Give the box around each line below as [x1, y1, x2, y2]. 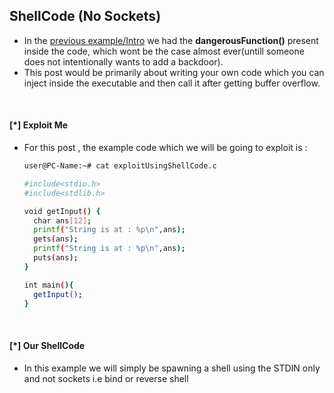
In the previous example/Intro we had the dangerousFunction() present [23, 34, 319, 46]
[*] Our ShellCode [9, 339, 86, 351]
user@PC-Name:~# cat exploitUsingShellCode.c [23, 161, 217, 171]
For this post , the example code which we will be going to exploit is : [23, 142, 308, 154]
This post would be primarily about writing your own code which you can [23, 66, 325, 78]
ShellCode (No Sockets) [9, 8, 162, 25]
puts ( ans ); [33, 253, 79, 263]
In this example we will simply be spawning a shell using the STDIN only [23, 362, 321, 374]
